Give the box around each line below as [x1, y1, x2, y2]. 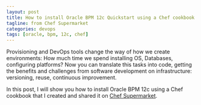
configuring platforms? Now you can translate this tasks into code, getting [6, 61, 192, 69]
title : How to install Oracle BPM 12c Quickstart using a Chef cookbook [6, 15, 195, 21]
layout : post [6, 8, 40, 15]
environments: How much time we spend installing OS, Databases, [6, 55, 174, 62]
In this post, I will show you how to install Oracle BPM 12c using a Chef [6, 86, 183, 93]
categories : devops [6, 25, 56, 32]
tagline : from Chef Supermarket [6, 20, 88, 26]
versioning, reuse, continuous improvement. [6, 74, 117, 81]
